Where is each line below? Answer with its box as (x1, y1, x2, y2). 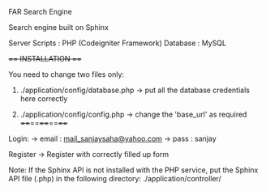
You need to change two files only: (8, 70, 124, 79)
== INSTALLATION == (8, 54, 83, 63)
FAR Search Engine (8, 7, 73, 16)
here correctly (19, 94, 68, 104)
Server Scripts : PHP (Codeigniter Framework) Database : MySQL (8, 38, 227, 48)
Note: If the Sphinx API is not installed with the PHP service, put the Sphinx (8, 165, 259, 175)
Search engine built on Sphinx (8, 23, 109, 32)
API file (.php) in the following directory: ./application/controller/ (8, 174, 221, 183)
